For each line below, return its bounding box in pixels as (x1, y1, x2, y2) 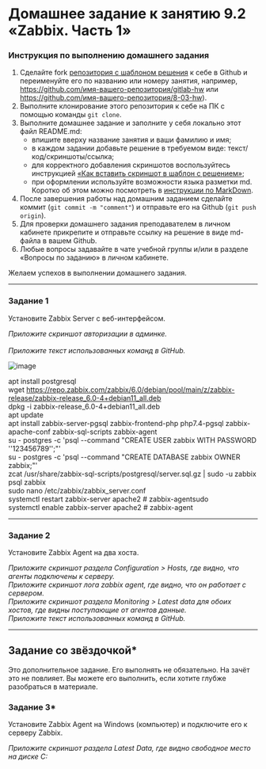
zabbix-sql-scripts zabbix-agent (52, 427, 158, 436)
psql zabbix (8, 477, 46, 487)
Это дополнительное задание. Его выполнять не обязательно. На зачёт (8, 664, 251, 674)
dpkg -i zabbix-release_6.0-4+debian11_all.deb (8, 402, 161, 411)
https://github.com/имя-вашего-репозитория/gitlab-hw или (19, 85, 219, 94)
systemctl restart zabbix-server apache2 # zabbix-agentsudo (8, 494, 209, 504)
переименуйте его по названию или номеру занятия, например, (19, 76, 238, 86)
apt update (8, 409, 44, 420)
